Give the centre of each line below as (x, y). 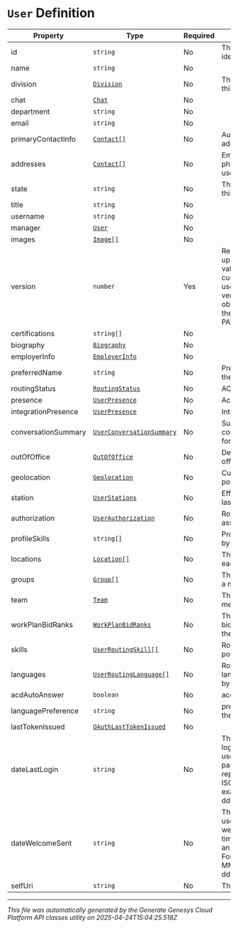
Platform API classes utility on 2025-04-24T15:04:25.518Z (92, 917)
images (23, 239)
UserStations (115, 498)
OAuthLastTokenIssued (130, 727)
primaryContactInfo (44, 138)
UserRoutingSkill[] (126, 649)
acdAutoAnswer (38, 695)
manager (26, 227)
